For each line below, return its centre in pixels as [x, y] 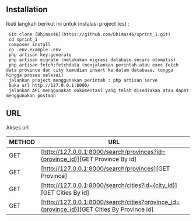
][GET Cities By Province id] [115, 209]
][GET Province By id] [107, 159]
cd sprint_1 [23, 39]
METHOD [22, 142]
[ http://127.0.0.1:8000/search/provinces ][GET [105, 169]
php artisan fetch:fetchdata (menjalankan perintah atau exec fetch [94, 65]
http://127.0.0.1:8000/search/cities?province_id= [111, 202]
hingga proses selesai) [35, 75]
